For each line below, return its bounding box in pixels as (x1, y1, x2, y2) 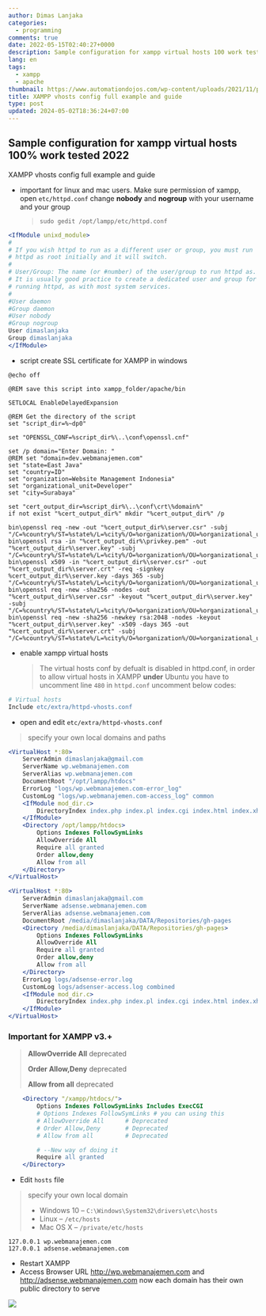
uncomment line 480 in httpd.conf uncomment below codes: (39, 680, 237, 689)
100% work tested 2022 (8, 149, 129, 162)
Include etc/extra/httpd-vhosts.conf (8, 703, 133, 711)
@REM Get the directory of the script (8, 412, 136, 420)
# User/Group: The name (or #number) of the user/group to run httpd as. (8, 268, 257, 276)
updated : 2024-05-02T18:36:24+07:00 (8, 108, 129, 116)
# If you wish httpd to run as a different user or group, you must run (8, 246, 253, 254)
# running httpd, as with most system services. (8, 283, 172, 290)
